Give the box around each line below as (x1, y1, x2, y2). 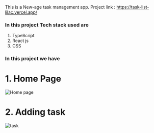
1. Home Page (5, 73, 61, 85)
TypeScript (12, 33, 35, 39)
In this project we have (5, 55, 60, 62)
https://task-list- (116, 4, 150, 10)
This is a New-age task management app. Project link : (5, 4, 116, 10)
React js (12, 38, 29, 44)
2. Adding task (5, 107, 66, 118)
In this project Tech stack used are (5, 22, 89, 28)
